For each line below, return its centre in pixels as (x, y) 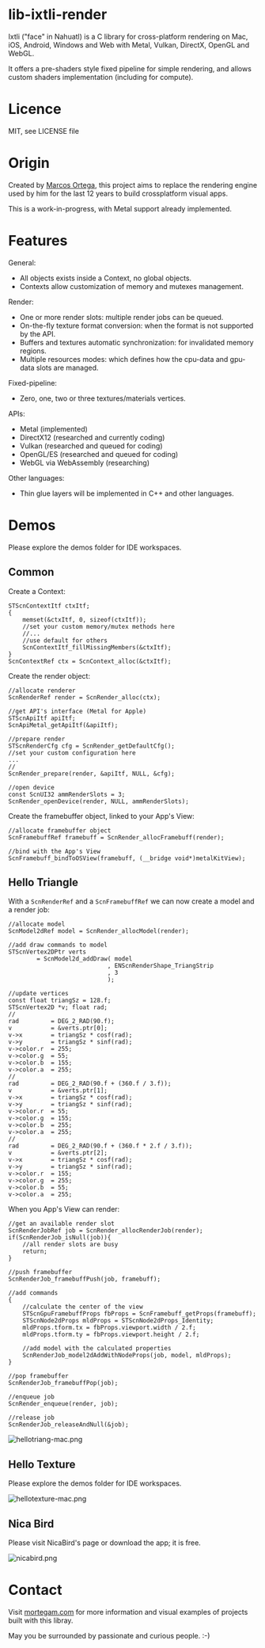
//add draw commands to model (58, 945)
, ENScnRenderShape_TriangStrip (161, 966)
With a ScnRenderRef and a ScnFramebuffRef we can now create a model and (131, 901)
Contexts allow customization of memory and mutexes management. (131, 286)
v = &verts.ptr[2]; (58, 1153)
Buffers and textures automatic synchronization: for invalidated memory (137, 342)
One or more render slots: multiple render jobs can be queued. (121, 317)
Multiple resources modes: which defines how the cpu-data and (124, 359)
